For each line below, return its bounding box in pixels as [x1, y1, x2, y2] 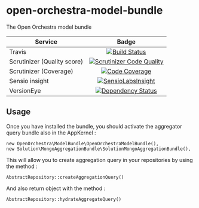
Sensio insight [9, 77, 49, 85]
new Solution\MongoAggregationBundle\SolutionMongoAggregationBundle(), [6, 146, 191, 152]
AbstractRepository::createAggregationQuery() [6, 174, 124, 180]
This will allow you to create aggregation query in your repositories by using [6, 156, 193, 163]
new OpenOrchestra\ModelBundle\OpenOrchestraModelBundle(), [6, 140, 160, 146]
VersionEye [9, 86, 41, 94]
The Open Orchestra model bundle [6, 23, 92, 30]
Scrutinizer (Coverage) [9, 67, 74, 75]
